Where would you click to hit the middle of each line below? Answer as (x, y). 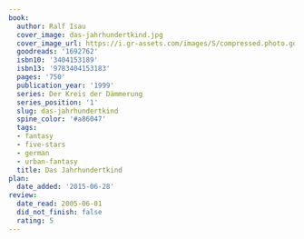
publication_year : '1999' (66, 85)
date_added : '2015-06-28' (66, 187)
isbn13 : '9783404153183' (64, 69)
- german (33, 153)
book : (19, 18)
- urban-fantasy (47, 161)
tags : (27, 128)
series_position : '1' (58, 102)
